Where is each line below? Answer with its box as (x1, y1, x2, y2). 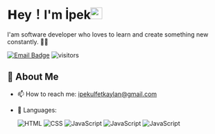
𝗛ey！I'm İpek (7, 7, 92, 23)
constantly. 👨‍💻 (7, 37, 49, 46)
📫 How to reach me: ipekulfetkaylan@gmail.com (17, 90, 157, 98)
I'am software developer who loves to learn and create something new (7, 30, 209, 39)
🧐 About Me (7, 71, 59, 83)
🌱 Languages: (17, 106, 57, 114)
